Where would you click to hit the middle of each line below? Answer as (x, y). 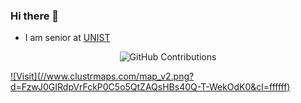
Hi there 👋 (35, 16)
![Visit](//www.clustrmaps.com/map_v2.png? (102, 76)
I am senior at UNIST (67, 38)
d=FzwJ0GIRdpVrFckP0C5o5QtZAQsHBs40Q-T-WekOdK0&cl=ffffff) (150, 87)
